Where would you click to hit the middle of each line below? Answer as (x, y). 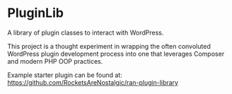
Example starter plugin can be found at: (65, 75)
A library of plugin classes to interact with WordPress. (86, 33)
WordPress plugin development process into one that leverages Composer (116, 54)
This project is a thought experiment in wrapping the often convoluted (109, 46)
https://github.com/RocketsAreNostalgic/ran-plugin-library (93, 82)
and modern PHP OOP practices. (55, 61)
